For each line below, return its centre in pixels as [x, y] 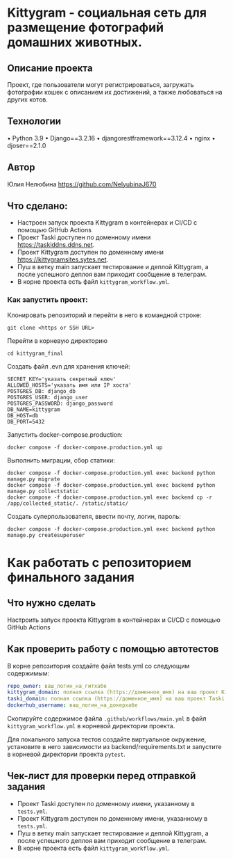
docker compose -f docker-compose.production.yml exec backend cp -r [110, 497]
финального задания [71, 577]
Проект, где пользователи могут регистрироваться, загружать [101, 85]
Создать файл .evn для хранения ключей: [69, 366]
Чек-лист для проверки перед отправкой [102, 776]
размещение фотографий [86, 27]
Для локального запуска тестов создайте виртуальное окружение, [107, 739]
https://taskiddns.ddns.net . [56, 245]
